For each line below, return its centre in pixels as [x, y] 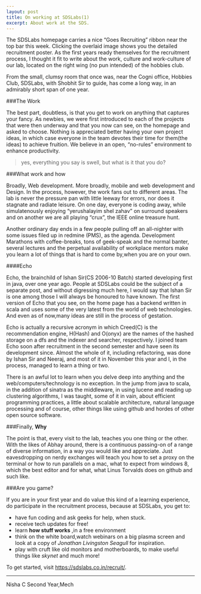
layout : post [22, 12]
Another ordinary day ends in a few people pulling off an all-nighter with [95, 229]
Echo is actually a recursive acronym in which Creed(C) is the [82, 327]
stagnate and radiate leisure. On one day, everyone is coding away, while [96, 205]
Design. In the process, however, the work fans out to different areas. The [97, 192]
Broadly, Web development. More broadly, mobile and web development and [100, 185]
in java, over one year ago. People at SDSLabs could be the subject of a [95, 284]
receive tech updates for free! [51, 524]
